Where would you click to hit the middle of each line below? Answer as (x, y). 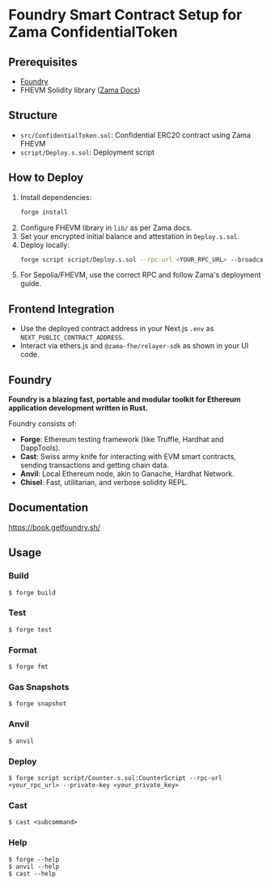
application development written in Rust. (78, 408)
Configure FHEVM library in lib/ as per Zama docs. (106, 228)
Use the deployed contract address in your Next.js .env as (117, 329)
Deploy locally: (45, 245)
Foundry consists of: (42, 424)
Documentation (49, 508)
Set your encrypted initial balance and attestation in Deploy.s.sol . (130, 236)
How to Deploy (46, 178)
